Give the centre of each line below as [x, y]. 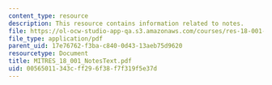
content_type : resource [49, 16]
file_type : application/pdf [56, 38]
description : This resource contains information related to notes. [126, 23]
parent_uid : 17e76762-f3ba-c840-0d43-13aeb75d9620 [96, 46]
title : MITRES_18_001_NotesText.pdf [70, 62]
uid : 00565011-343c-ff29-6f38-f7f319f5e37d [83, 69]
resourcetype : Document [49, 53]
